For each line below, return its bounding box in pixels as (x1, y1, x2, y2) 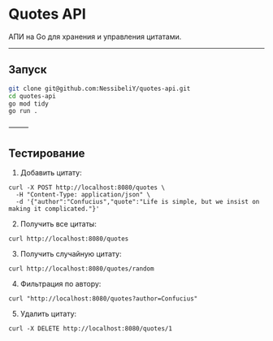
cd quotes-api (8, 92, 57, 100)
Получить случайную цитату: (19, 249, 122, 259)
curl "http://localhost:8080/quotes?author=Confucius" (8, 295, 198, 303)
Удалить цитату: (19, 309, 77, 319)
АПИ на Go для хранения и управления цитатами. (8, 32, 182, 41)
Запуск (8, 63, 47, 77)
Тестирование (8, 146, 85, 160)
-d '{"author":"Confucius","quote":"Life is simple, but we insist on (15, 198, 260, 206)
